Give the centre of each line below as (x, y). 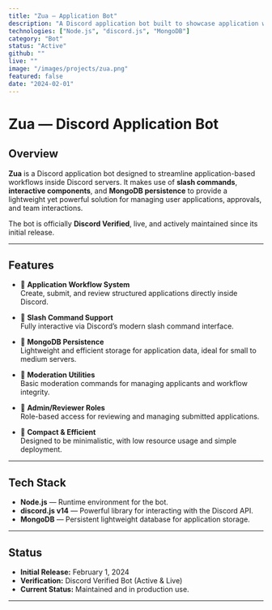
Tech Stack (37, 482)
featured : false (36, 76)
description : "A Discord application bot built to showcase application (134, 24)
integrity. (35, 392)
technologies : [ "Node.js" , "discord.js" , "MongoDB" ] (99, 31)
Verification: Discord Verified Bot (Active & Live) (101, 580)
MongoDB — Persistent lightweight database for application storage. (135, 519)
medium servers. (48, 359)
